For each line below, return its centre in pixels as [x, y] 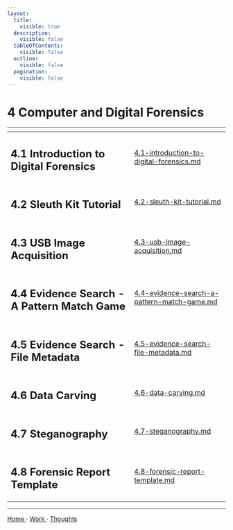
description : [32, 33]
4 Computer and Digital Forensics [106, 112]
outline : [26, 59]
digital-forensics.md [167, 161]
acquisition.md [158, 251]
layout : [18, 14]
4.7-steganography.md [173, 431]
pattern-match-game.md [176, 301]
